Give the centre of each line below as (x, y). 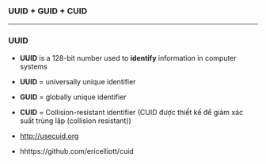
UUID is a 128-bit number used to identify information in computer (128, 58)
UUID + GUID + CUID (48, 11)
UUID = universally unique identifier (78, 81)
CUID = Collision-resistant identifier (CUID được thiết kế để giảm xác (131, 112)
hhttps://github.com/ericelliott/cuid (77, 151)
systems (33, 66)
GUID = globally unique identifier (73, 97)
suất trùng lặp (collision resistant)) (76, 121)
